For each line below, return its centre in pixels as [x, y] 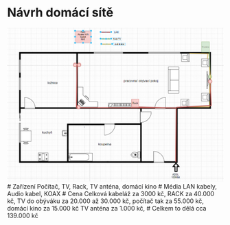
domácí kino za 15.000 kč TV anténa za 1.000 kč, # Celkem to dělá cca [107, 208]
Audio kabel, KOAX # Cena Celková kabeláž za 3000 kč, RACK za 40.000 [111, 193]
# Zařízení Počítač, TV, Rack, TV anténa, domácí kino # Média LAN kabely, [112, 186]
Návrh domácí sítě [60, 13]
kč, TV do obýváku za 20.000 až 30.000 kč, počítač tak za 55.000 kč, [105, 201]
